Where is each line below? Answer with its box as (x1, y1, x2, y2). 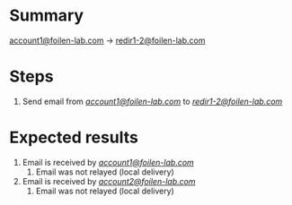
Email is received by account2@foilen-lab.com (22, 175, 196, 186)
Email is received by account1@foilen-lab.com (22, 157, 195, 167)
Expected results (9, 127, 139, 148)
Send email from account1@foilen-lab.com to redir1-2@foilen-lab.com (22, 96, 283, 107)
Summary (9, 5, 84, 26)
